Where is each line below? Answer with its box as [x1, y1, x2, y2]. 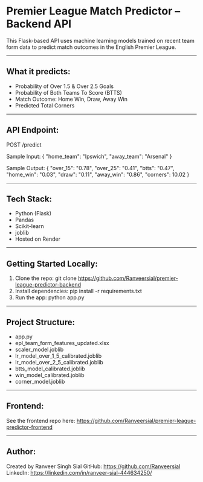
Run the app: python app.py [14, 294, 85, 301]
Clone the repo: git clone [14, 274, 77, 282]
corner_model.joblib [14, 378, 65, 385]
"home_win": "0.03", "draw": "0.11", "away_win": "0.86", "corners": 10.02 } [6, 171, 190, 178]
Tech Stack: [6, 194, 53, 204]
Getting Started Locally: [6, 258, 98, 269]
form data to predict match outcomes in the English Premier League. [6, 43, 176, 51]
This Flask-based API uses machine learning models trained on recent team [6, 37, 195, 44]
